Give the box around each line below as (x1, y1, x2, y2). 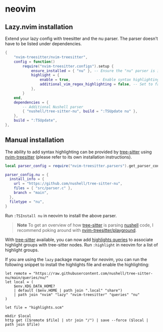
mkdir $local (5, 314, 32, 318)
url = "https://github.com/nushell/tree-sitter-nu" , (14, 181, 123, 186)
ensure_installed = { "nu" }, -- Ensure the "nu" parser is (31, 68, 155, 73)
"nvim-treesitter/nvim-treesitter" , (14, 54, 88, 59)
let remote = (5, 271, 32, 276)
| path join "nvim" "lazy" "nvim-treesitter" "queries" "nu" (14, 292, 140, 297)
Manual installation (5, 136, 65, 144)
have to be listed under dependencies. (5, 41, 82, 47)
